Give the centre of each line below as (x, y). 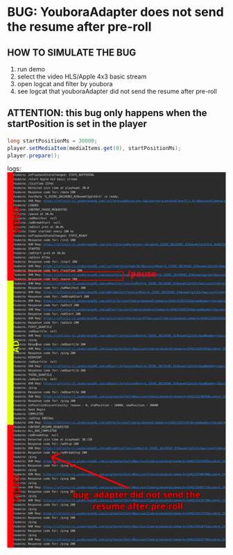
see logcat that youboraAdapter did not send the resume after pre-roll (117, 91)
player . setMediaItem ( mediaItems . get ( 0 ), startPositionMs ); (94, 148)
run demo (31, 69)
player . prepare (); (34, 156)
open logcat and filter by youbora (65, 84)
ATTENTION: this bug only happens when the (107, 113)
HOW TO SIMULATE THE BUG (72, 52)
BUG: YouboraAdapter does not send (115, 12)
